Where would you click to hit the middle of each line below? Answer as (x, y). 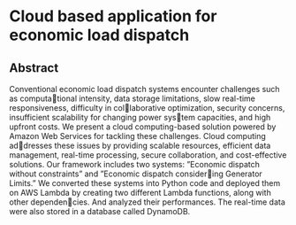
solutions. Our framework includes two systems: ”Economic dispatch (135, 164)
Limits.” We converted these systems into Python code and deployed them (145, 183)
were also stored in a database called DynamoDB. (100, 211)
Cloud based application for (113, 16)
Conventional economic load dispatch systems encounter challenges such (144, 89)
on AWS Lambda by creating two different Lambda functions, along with (140, 193)
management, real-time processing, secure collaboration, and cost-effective (148, 155)
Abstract (34, 68)
